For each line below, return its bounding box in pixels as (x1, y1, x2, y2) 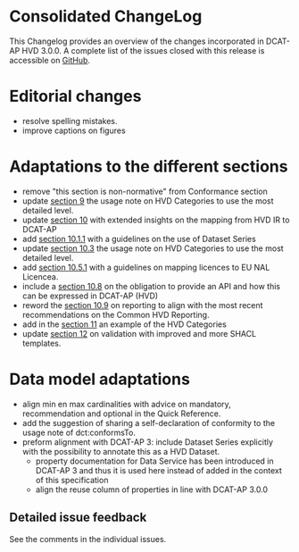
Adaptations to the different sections (9, 156, 288, 177)
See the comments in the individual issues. (9, 533, 167, 544)
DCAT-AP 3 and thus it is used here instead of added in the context (35, 464, 283, 475)
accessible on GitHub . (9, 54, 91, 65)
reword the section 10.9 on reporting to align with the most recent (21, 299, 263, 310)
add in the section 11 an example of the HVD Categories (21, 319, 228, 330)
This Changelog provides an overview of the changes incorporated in (9, 36, 265, 46)
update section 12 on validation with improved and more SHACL (21, 328, 257, 339)
